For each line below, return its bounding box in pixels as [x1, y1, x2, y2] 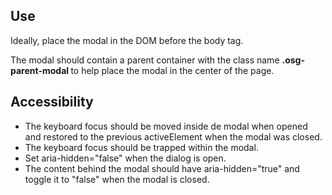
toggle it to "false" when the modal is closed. [24, 173, 210, 185]
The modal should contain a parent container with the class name [10, 54, 280, 66]
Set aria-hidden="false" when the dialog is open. [24, 152, 227, 164]
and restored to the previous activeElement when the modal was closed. [24, 130, 323, 143]
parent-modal [10, 64, 70, 76]
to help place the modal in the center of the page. [70, 64, 275, 76]
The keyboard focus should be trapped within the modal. [24, 141, 259, 153]
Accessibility [10, 94, 94, 111]
